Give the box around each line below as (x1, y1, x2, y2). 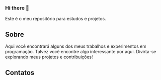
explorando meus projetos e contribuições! (5, 54, 93, 60)
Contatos (5, 68, 35, 77)
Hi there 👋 (5, 4, 30, 11)
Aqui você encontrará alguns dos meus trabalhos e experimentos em (5, 43, 147, 49)
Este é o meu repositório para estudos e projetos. (5, 16, 106, 22)
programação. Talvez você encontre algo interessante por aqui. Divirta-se (5, 49, 157, 55)
